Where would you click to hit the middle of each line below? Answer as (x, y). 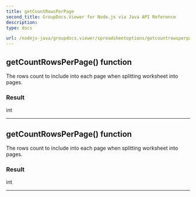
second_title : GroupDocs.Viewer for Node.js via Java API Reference (91, 17)
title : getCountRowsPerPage (40, 11)
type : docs (19, 28)
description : (22, 22)
